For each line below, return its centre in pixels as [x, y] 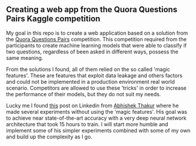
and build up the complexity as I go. [49, 137]
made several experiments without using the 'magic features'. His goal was [97, 111]
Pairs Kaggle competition [53, 19]
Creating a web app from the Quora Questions [92, 10]
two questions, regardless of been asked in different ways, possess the [92, 52]
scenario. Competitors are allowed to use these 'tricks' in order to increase [96, 88]
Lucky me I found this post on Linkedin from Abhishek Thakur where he [92, 106]
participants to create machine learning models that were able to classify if [96, 45]
